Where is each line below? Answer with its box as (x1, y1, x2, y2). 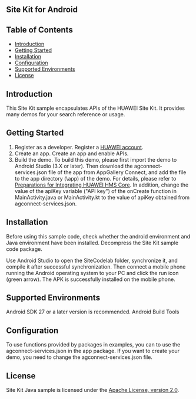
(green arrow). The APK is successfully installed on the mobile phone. (6, 276, 175, 283)
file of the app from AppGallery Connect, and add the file (48, 168, 187, 176)
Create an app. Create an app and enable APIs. (14, 150, 129, 157)
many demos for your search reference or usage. (6, 111, 125, 118)
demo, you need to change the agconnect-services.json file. (6, 354, 153, 361)
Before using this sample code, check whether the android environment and (6, 233, 191, 240)
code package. (6, 245, 42, 253)
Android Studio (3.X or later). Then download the (14, 162, 133, 169)
